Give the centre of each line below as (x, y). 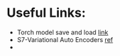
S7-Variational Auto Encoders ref (65, 39)
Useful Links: (46, 13)
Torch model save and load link (62, 32)
